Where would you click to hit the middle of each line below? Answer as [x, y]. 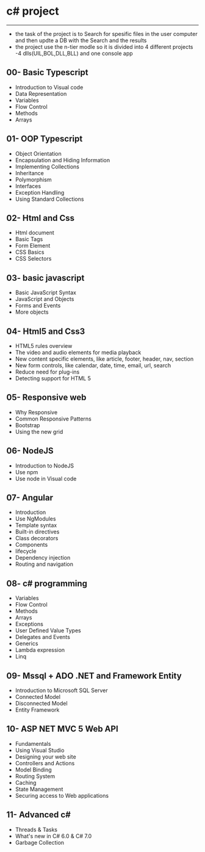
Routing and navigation [44, 564]
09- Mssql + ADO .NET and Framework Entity [94, 676]
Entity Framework [37, 710]
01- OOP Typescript [45, 139]
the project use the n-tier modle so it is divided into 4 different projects [104, 46]
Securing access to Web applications [62, 795]
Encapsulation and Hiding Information [63, 160]
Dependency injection [43, 558]
